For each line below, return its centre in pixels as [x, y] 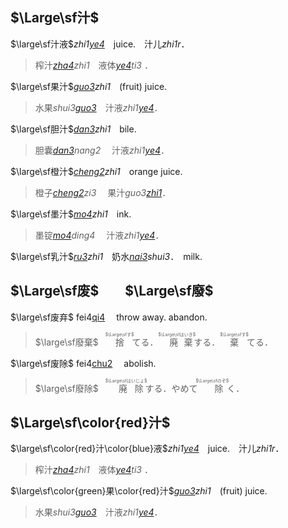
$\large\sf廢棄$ [66, 342]
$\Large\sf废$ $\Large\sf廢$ [112, 291]
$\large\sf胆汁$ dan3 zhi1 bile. [73, 129]
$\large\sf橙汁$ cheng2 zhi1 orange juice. [96, 171]
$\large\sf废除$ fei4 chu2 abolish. [83, 363]
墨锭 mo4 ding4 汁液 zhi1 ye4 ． [99, 235]
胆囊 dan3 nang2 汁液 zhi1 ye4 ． [102, 150]
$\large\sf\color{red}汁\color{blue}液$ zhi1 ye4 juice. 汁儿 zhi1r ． [147, 449]
